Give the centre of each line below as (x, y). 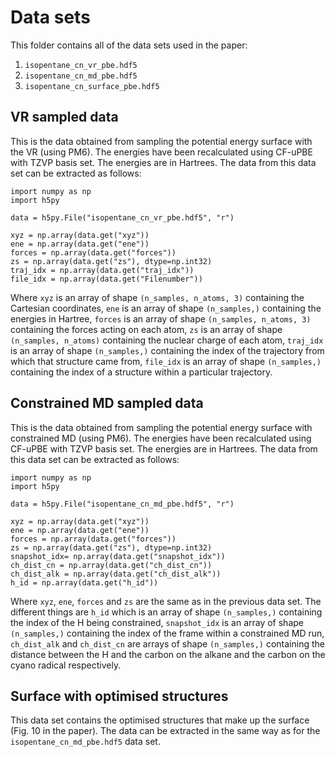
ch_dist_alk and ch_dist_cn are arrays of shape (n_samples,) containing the (167, 643)
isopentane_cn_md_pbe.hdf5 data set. (85, 742)
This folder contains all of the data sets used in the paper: (129, 45)
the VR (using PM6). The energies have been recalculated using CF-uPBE (161, 152)
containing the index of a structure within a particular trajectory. (141, 372)
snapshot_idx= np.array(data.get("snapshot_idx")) (118, 556)
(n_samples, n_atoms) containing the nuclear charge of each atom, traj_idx (167, 340)
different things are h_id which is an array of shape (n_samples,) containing (166, 612)
